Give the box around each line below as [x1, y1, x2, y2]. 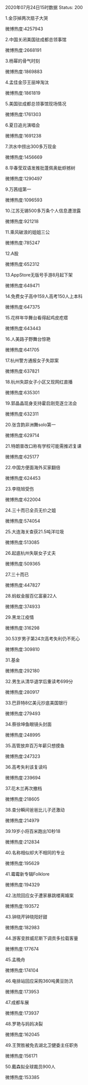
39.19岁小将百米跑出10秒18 [5, 828, 61, 834]
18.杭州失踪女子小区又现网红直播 [5, 379, 73, 385]
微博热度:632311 [5, 411, 39, 417]
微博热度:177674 [5, 946, 39, 952]
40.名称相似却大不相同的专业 [5, 850, 65, 855]
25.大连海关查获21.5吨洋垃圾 [5, 529, 64, 535]
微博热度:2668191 [5, 47, 42, 53]
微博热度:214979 [5, 818, 40, 823]
